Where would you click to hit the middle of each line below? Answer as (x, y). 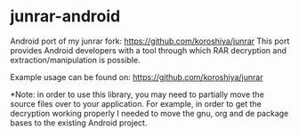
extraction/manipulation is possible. (75, 60)
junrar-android (65, 16)
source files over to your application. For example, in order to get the (136, 103)
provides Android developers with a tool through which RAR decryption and (149, 50)
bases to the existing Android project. (79, 123)
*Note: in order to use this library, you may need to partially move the (137, 94)
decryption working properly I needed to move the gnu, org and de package (149, 113)
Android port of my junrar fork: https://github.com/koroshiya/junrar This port (150, 41)
